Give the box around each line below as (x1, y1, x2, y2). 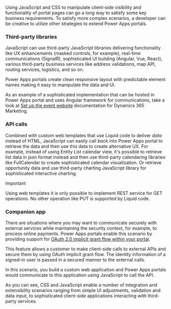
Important (5, 180, 26, 186)
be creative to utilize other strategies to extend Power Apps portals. (5, 20, 148, 27)
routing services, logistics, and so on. (5, 66, 84, 73)
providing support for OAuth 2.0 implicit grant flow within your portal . (5, 236, 151, 242)
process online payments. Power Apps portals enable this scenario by (5, 230, 152, 237)
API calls (5, 121, 28, 128)
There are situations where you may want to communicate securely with (5, 219, 157, 226)
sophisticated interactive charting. (5, 170, 78, 176)
